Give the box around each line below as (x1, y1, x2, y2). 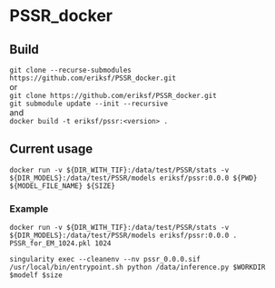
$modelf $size (9, 271, 64, 280)
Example (9, 202, 49, 214)
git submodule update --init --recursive (9, 99, 169, 108)
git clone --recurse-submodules (9, 65, 132, 74)
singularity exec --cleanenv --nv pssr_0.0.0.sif (9, 255, 201, 264)
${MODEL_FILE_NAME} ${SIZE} (9, 181, 116, 191)
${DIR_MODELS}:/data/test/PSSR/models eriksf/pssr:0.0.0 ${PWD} (9, 174, 258, 183)
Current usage (9, 142, 93, 157)
